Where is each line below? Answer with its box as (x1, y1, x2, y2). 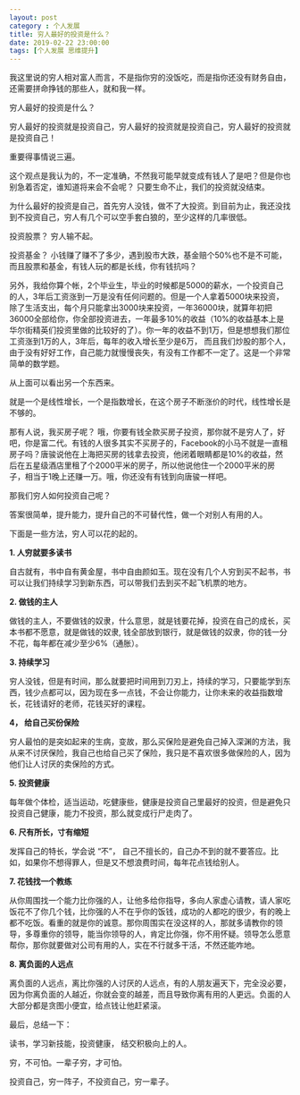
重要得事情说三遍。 (9, 151, 80, 162)
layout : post (9, 13, 58, 22)
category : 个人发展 (9, 21, 80, 30)
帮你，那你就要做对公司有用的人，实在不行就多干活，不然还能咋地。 (9, 940, 260, 951)
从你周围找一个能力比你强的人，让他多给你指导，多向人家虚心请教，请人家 (9, 896, 283, 906)
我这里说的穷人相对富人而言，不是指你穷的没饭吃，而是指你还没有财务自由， (9, 72, 291, 83)
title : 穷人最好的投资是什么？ (9, 30, 111, 38)
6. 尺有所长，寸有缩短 (9, 827, 89, 837)
